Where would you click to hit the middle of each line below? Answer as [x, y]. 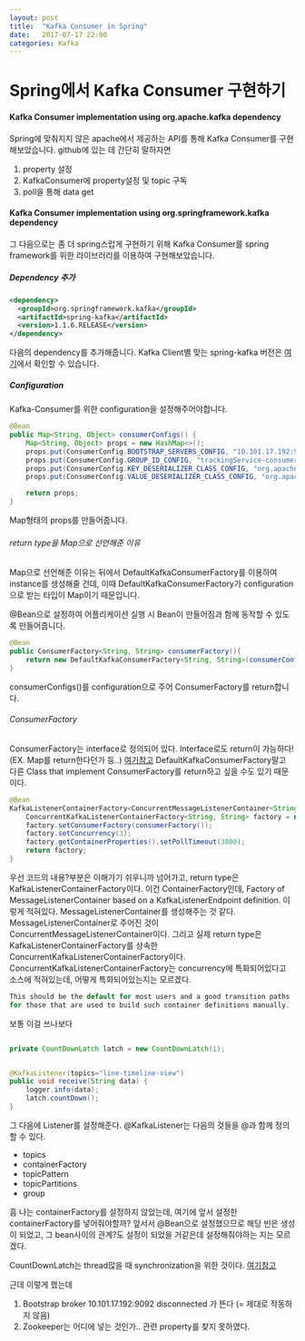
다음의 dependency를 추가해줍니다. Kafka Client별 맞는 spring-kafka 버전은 [146, 352]
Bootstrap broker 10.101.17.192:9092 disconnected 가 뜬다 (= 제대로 [145, 1304]
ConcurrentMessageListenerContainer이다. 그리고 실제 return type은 [136, 934]
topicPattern [46, 1174]
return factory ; [57, 851]
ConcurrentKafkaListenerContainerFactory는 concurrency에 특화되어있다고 [148, 968]
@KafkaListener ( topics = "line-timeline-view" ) [97, 1073]
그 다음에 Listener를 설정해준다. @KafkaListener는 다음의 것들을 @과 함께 [142, 1125]
